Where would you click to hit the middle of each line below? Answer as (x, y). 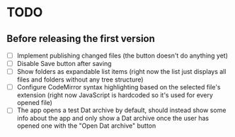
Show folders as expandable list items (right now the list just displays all (121, 72)
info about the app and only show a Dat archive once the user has (113, 119)
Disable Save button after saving (64, 64)
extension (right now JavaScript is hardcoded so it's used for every (115, 95)
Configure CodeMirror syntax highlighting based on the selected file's (119, 87)
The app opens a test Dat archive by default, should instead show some (121, 110)
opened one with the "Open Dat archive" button (86, 126)
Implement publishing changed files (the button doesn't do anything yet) (122, 55)
